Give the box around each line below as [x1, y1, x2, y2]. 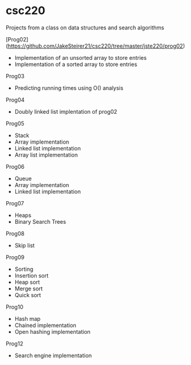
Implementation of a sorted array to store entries [14, 61, 138, 68]
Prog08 [6, 230, 25, 237]
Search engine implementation [14, 352, 92, 359]
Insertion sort [14, 271, 49, 279]
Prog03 [6, 72, 25, 79]
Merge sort [14, 285, 43, 292]
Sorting [14, 265, 34, 273]
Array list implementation [14, 151, 78, 158]
